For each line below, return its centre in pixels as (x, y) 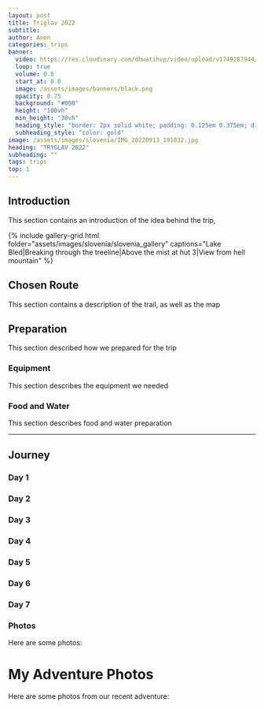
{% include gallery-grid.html (54, 235)
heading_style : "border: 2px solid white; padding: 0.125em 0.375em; (131, 125)
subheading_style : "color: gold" (70, 132)
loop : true (33, 67)
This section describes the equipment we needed (88, 385)
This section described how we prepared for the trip (92, 348)
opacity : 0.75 (38, 96)
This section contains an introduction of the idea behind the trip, (112, 220)
